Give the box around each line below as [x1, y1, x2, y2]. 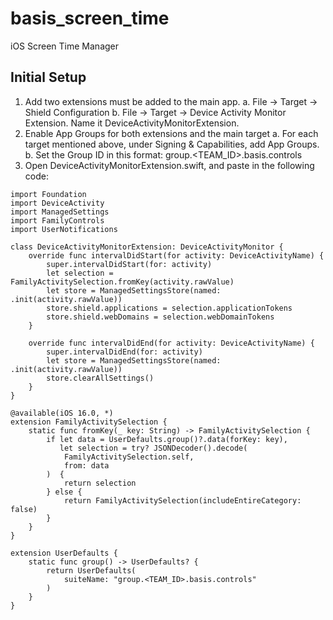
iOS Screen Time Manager [10, 40, 120, 52]
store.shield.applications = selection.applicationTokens [46, 303, 293, 313]
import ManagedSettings [10, 207, 110, 217]
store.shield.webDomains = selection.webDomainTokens [46, 312, 275, 322]
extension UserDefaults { [10, 548, 118, 558]
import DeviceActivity [10, 198, 105, 208]
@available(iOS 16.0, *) [10, 408, 114, 418]
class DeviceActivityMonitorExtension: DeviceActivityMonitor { [10, 242, 284, 252]
